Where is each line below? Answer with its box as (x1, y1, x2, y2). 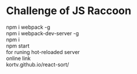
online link (6, 55, 31, 62)
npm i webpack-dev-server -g (6, 29, 79, 36)
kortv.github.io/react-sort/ (6, 60, 69, 68)
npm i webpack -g (6, 23, 51, 31)
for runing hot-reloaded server (6, 48, 81, 55)
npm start (6, 42, 30, 49)
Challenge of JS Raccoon (6, 4, 132, 18)
